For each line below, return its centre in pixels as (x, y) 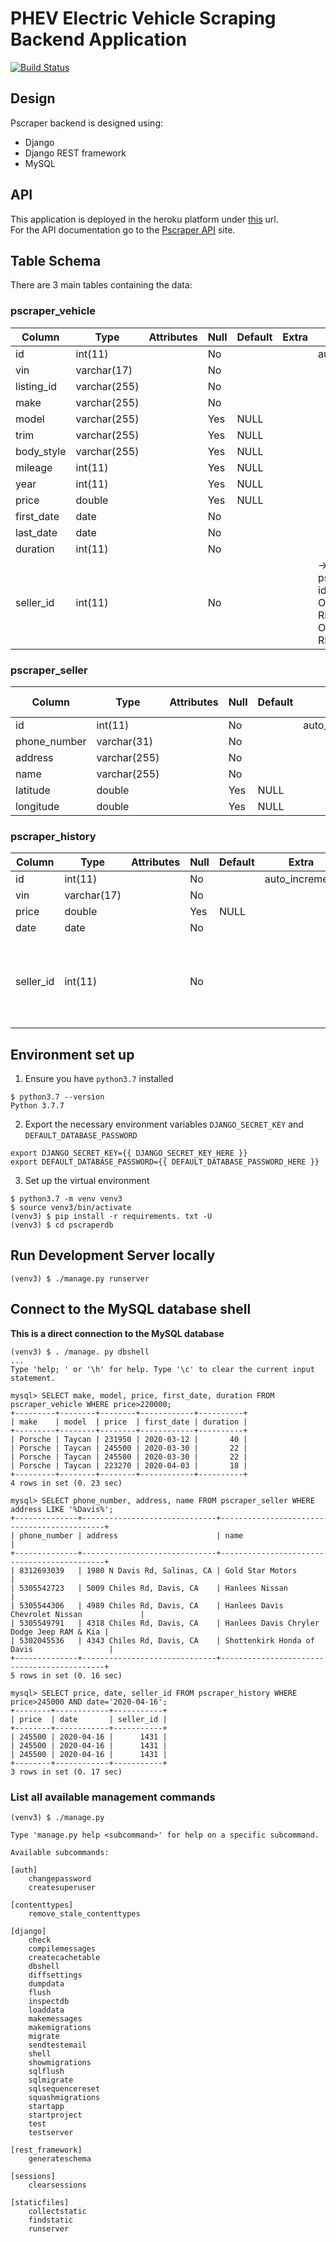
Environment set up (72, 1054)
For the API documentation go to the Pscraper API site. (123, 229)
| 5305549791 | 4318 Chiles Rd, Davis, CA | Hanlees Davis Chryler (165, 1623)
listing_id (36, 386)
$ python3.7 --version (57, 1097)
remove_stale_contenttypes (84, 1914)
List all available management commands (113, 1797)
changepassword (60, 1879)
